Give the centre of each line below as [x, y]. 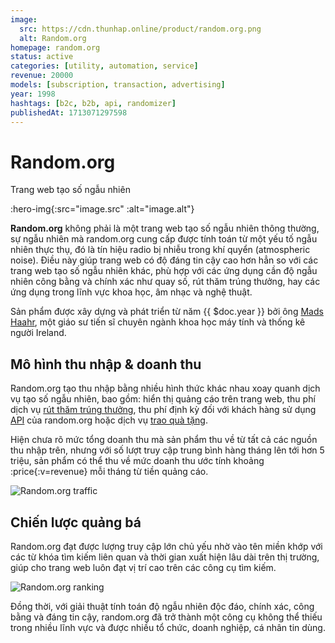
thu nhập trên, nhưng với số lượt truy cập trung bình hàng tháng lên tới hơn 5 [167, 450]
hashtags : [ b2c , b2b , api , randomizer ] [93, 103]
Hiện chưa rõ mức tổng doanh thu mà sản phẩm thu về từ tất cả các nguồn [164, 440]
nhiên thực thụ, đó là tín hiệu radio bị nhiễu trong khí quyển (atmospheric [160, 250]
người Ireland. [38, 333]
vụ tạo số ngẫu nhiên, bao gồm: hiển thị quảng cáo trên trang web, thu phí [163, 399]
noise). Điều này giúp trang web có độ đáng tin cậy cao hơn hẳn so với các [164, 260]
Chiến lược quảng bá [76, 522]
